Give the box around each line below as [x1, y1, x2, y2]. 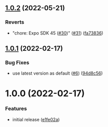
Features [5, 105, 27, 112]
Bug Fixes [5, 59, 30, 66]
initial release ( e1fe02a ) [12, 116, 60, 123]
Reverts [5, 19, 25, 26]
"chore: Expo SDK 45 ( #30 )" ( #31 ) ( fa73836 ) [12, 30, 104, 36]
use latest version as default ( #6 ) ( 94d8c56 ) [12, 70, 103, 76]
